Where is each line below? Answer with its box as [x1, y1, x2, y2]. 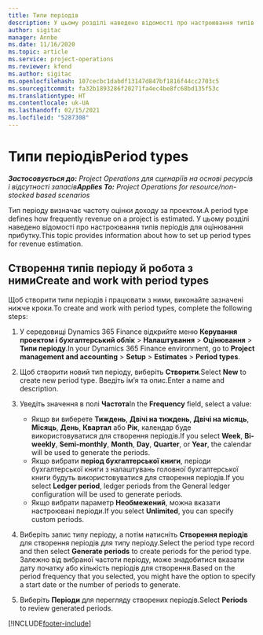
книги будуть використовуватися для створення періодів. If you [31, 472, 245, 482]
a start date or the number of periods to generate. [19, 579, 181, 589]
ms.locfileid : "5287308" [8, 114, 89, 122]
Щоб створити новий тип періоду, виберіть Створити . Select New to [19, 367, 247, 376]
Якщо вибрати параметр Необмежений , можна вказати [31, 497, 221, 507]
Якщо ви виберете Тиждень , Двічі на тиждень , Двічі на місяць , [31, 414, 250, 424]
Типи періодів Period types [8, 148, 189, 166]
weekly [31, 439, 57, 449]
